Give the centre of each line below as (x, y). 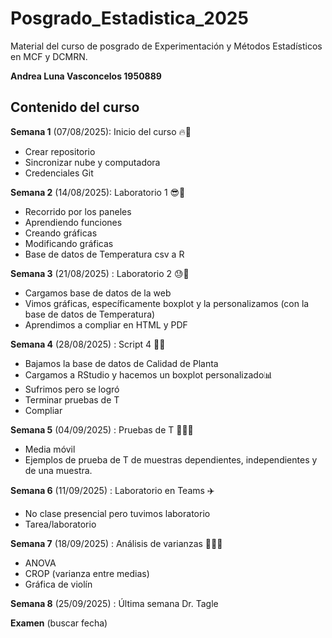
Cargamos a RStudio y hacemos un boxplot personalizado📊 (148, 374)
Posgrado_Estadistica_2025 (129, 18)
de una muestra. (58, 470)
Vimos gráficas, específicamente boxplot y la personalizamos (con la (167, 303)
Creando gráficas (61, 233)
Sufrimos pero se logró (72, 389)
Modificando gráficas (69, 243)
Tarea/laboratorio (60, 524)
